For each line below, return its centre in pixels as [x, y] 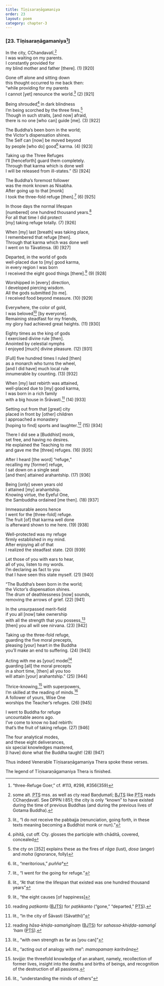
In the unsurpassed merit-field [36, 609]
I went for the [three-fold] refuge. [39, 515]
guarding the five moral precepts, [39, 640]
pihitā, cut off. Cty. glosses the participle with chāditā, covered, [76, 834]
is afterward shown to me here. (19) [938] [47, 525]
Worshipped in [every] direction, [38, 283]
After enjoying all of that [30, 545]
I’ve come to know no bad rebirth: [39, 722]
